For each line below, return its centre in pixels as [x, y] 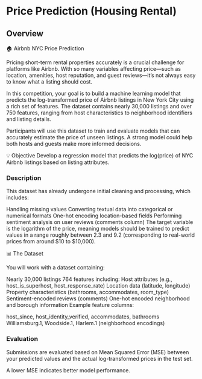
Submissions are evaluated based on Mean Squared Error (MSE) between [98, 352]
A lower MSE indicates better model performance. [68, 370]
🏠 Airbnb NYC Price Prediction [45, 48]
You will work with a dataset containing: [55, 268]
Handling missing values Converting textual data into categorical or [90, 209]
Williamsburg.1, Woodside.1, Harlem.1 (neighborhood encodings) [86, 323]
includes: [17, 197]
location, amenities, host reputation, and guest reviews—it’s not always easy [101, 75]
